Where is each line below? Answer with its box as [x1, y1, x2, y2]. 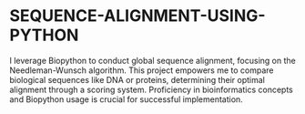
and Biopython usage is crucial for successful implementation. [9, 93, 243, 105]
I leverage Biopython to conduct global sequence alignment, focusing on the [9, 55, 296, 66]
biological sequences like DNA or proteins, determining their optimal [9, 74, 266, 85]
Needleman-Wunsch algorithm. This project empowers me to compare [9, 65, 274, 76]
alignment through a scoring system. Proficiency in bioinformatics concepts [9, 84, 293, 95]
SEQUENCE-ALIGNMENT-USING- [9, 5, 266, 26]
